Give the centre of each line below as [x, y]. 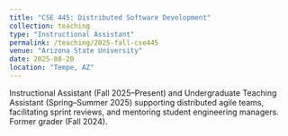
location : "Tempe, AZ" [52, 68]
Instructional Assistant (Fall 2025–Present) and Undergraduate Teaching [143, 93]
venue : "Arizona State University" [76, 51]
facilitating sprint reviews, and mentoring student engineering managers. [144, 112]
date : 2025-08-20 [42, 59]
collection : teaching [50, 26]
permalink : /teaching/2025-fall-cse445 [84, 42]
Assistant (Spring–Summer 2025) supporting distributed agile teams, [137, 102]
